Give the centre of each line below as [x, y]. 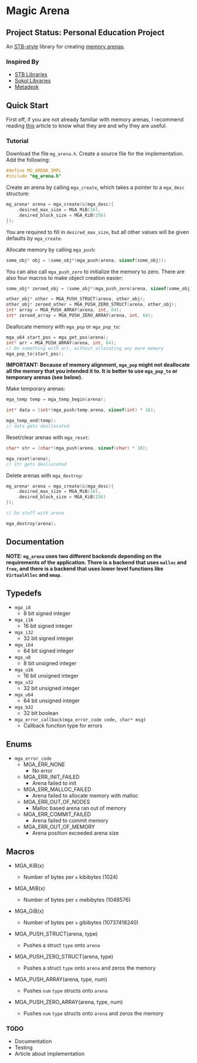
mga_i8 [23, 608]
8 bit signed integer [47, 614]
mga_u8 [23, 658]
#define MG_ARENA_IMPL [34, 171]
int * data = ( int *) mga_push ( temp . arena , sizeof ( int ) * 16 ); [81, 410]
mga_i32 [24, 633]
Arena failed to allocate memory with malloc [85, 795]
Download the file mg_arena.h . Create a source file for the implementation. [95, 154]
